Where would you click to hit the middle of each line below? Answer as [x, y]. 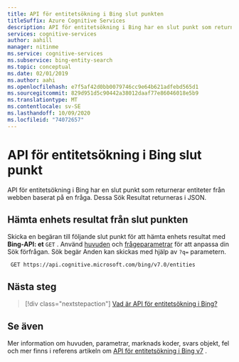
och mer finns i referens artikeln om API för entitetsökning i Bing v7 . [107, 351]
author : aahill [30, 41]
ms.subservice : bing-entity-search [60, 60]
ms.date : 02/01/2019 [38, 73]
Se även [26, 326]
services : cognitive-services [52, 34]
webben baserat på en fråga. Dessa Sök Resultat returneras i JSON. [107, 197]
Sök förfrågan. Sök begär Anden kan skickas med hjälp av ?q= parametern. [117, 252]
